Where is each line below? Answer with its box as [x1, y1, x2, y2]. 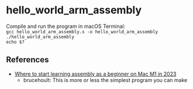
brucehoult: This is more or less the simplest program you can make [23, 76, 188, 83]
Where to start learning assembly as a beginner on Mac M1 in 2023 [14, 70, 177, 77]
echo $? [6, 39, 25, 45]
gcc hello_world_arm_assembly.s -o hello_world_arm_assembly [6, 29, 158, 35]
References [6, 55, 49, 65]
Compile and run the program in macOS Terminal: [6, 23, 126, 30]
